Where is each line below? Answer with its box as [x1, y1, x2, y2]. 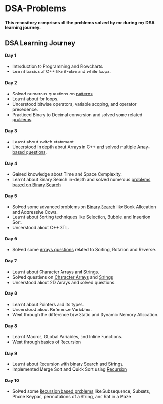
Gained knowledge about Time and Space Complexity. [12, 171, 122, 177]
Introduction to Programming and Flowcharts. [12, 63, 103, 69]
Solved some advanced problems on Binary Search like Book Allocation [12, 204, 156, 210]
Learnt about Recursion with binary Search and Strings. [12, 361, 124, 367]
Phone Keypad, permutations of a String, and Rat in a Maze [12, 394, 131, 400]
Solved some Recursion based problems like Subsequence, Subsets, [12, 388, 150, 394]
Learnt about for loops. [12, 96, 59, 102]
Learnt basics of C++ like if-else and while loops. [12, 69, 111, 74]
